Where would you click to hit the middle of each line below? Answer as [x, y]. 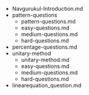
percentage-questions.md [44, 47]
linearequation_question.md [47, 85]
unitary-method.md [45, 60]
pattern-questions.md [48, 21]
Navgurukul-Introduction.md [48, 9]
